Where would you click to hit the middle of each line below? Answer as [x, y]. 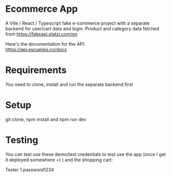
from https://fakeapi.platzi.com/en [42, 34]
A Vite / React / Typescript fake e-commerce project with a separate [78, 23]
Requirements [36, 70]
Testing [22, 140]
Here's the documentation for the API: [45, 44]
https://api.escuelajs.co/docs [36, 49]
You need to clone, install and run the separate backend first [69, 84]
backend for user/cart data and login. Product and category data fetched [82, 28]
